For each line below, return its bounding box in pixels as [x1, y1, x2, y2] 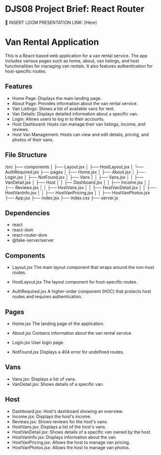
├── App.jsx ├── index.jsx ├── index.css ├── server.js [5, 195, 118, 201]
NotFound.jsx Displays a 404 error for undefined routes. [12, 349, 125, 355]
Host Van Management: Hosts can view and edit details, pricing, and [12, 132, 149, 137]
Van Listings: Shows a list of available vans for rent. [12, 106, 115, 112]
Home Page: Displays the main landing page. [12, 95, 102, 101]
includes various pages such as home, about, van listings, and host [5, 57, 139, 64]
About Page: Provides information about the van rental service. [12, 100, 138, 106]
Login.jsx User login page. [12, 340, 64, 345]
